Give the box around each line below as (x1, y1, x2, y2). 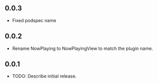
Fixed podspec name (12, 17, 56, 23)
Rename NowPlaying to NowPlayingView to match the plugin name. (12, 45, 153, 51)
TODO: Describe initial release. (12, 73, 77, 79)
